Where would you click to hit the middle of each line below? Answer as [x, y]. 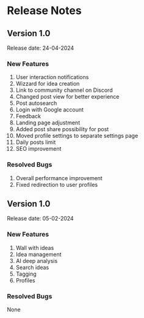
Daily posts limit [36, 142]
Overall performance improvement [59, 178]
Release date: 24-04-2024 [41, 48]
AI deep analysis [37, 260]
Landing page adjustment [48, 123]
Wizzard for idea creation [48, 84]
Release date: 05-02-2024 [40, 219]
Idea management [38, 254]
